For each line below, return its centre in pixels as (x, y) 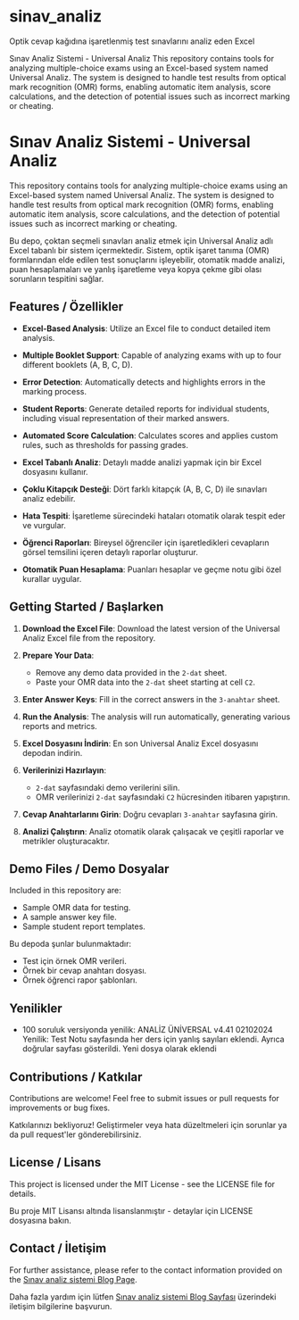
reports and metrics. (60, 726)
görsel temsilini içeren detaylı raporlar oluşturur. (110, 552)
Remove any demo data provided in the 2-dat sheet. (131, 672)
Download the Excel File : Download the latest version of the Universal (151, 628)
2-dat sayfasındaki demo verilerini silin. (108, 787)
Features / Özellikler (66, 307)
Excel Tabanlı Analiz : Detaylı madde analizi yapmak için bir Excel (141, 462)
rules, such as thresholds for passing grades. (105, 444)
